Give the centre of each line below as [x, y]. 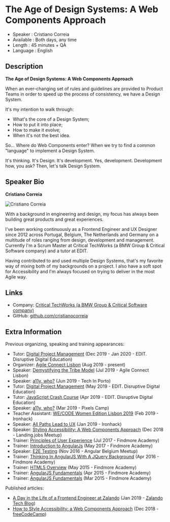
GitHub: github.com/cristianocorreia [50, 316]
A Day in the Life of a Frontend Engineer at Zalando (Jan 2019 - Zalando [88, 498]
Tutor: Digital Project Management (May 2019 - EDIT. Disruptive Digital [86, 386]
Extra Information [33, 332]
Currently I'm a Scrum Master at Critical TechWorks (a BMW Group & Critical [85, 245]
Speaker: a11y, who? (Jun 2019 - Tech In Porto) [61, 381]
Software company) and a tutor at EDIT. [47, 251]
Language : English [32, 50]
